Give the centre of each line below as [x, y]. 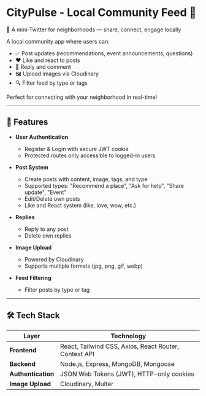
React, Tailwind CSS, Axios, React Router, [120, 346]
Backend [22, 363]
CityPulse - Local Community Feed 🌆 [101, 13]
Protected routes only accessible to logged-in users [90, 155]
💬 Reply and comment [43, 66]
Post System [32, 167]
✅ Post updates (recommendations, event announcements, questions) [104, 53]
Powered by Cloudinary [54, 259]
